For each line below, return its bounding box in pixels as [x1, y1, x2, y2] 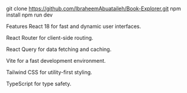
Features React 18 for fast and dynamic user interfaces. [6, 23, 141, 30]
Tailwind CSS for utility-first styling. [6, 69, 93, 76]
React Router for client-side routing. [6, 34, 93, 41]
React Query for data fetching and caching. [6, 46, 112, 53]
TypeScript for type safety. [6, 80, 72, 87]
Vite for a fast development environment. [6, 57, 106, 64]
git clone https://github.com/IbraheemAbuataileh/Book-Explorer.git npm [6, 5, 182, 12]
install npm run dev [6, 11, 53, 18]
